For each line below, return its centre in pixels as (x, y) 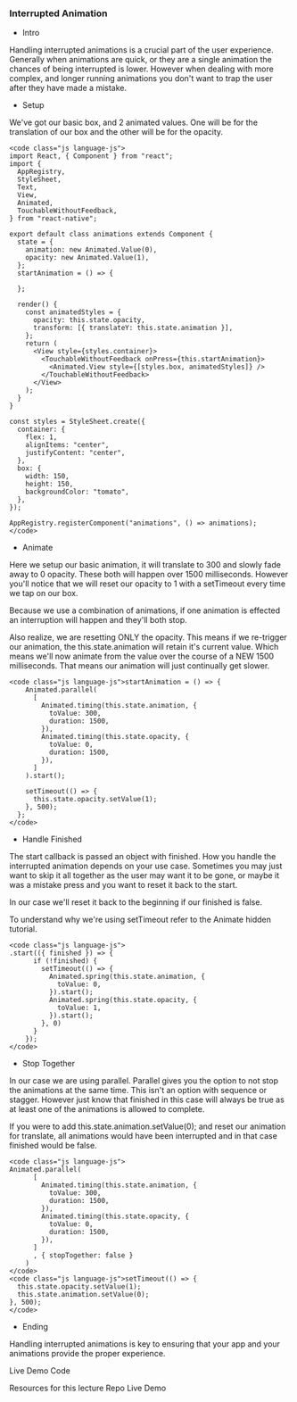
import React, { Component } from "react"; (91, 156)
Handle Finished (52, 839)
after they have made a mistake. (68, 88)
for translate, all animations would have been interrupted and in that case (144, 1136)
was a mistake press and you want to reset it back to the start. (124, 885)
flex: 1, (41, 437)
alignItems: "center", (67, 445)
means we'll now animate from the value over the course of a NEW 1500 (142, 656)
